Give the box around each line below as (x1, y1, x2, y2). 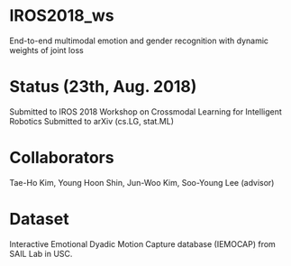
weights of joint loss (9, 44, 84, 55)
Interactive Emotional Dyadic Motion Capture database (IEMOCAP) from (9, 238, 277, 249)
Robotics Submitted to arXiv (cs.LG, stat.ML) (9, 115, 174, 126)
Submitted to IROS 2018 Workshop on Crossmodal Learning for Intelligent (9, 105, 282, 117)
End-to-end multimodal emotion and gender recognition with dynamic (9, 35, 268, 46)
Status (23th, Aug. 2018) (9, 77, 197, 97)
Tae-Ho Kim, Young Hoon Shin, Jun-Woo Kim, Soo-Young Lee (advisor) (9, 177, 275, 188)
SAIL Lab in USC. (9, 248, 73, 259)
